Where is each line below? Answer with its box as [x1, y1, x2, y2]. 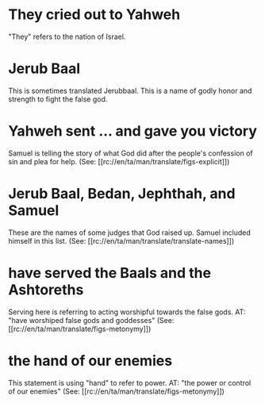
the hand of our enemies [8, 352, 173, 370]
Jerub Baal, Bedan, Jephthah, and [8, 185, 236, 202]
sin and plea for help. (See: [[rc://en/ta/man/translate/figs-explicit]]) [8, 156, 230, 166]
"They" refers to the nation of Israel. [8, 32, 126, 41]
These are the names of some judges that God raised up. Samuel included [8, 228, 252, 237]
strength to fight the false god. [8, 94, 108, 104]
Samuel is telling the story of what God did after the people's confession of [8, 148, 253, 158]
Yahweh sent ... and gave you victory [8, 122, 258, 140]
